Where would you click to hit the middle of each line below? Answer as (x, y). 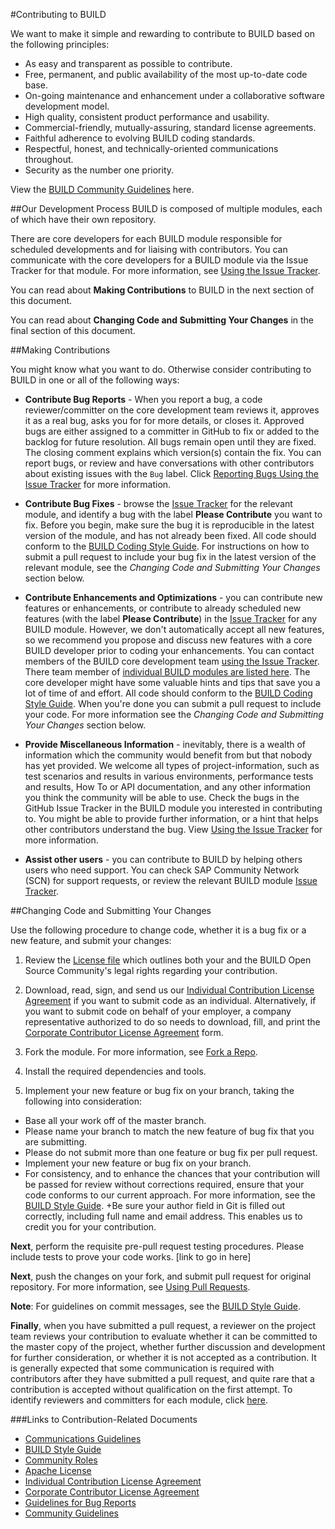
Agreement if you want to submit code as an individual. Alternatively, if (170, 1000)
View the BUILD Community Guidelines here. (102, 189)
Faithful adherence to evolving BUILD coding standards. (140, 138)
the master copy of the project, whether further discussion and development (168, 1347)
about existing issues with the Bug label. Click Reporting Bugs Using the (171, 473)
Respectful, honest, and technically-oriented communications (151, 148)
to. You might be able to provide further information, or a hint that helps (171, 818)
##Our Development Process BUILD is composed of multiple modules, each (166, 208)
